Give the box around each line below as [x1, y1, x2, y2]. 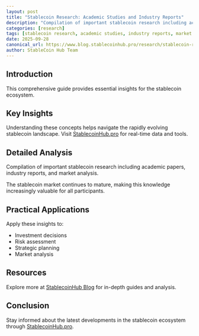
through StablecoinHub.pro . [6, 322, 74, 329]
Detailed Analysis [6, 148, 73, 158]
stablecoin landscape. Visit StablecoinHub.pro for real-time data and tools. [6, 130, 188, 137]
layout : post [6, 8, 38, 15]
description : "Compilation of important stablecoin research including [6, 20, 187, 25]
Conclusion [6, 300, 50, 311]
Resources [6, 268, 47, 278]
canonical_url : [6, 42, 44, 48]
